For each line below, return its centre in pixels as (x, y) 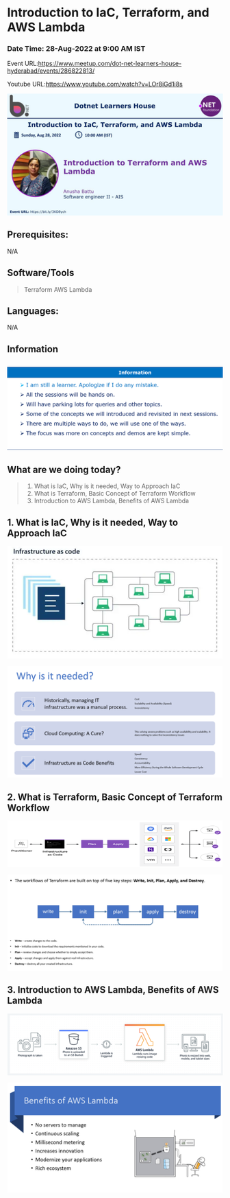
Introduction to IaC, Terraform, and (108, 13)
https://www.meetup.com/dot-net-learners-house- (110, 64)
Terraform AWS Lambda (58, 289)
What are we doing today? (64, 470)
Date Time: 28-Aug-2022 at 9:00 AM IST (76, 49)
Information (33, 349)
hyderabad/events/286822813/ (51, 71)
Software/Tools (41, 273)
